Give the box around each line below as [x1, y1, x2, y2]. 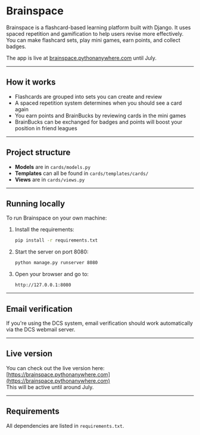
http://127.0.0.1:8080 [14, 282, 71, 288]
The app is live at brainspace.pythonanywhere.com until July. [6, 54, 157, 61]
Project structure [6, 148, 71, 158]
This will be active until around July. [6, 383, 94, 390]
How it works [6, 77, 56, 87]
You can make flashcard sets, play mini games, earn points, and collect [6, 36, 180, 43]
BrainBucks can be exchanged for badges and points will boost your [14, 118, 183, 126]
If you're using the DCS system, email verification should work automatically [6, 320, 193, 327]
